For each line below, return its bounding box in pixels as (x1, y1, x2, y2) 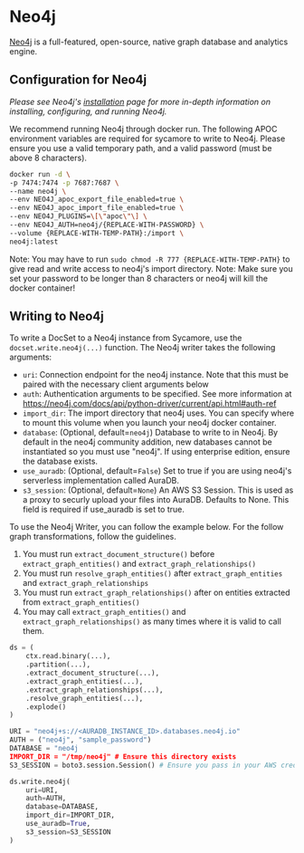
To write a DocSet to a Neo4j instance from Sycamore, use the (9, 332, 242, 343)
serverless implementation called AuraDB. (22, 475, 179, 486)
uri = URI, (25, 785, 59, 794)
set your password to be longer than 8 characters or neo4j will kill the (9, 273, 269, 283)
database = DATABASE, (25, 802, 100, 811)
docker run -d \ (9, 169, 71, 178)
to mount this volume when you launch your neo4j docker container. (22, 417, 278, 428)
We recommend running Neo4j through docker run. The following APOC (9, 123, 278, 134)
